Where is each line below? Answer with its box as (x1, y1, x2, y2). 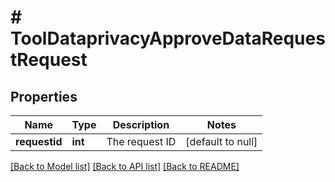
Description (112, 118, 170, 131)
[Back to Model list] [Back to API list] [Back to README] (10, 161, 240, 172)
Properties (10, 88, 78, 105)
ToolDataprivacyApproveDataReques (10, 27, 326, 50)
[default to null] (185, 135, 258, 148)
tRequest (10, 49, 88, 71)
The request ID (106, 135, 177, 148)
